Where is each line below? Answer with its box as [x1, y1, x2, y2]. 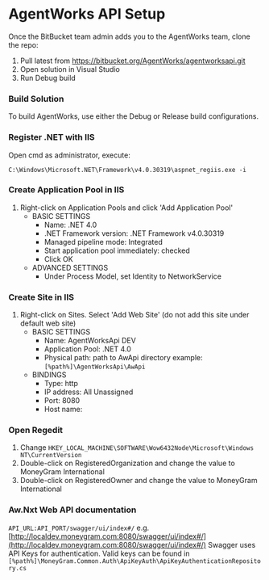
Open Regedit [8, 425, 63, 436]
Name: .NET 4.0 [43, 220, 97, 229]
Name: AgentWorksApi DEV [43, 336, 137, 346]
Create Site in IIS [8, 292, 75, 303]
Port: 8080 [43, 396, 81, 406]
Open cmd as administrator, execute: [8, 150, 130, 160]
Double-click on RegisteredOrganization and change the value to [19, 458, 235, 469]
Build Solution [8, 93, 64, 104]
